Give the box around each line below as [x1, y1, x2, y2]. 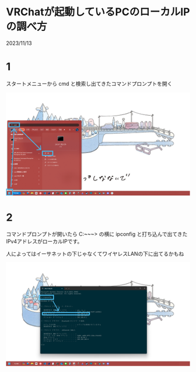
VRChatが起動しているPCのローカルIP [6, 5, 190, 19]
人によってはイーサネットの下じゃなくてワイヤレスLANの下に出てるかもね [6, 251, 184, 258]
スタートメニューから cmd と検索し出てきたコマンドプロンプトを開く [6, 80, 173, 87]
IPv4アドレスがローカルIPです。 [6, 238, 83, 245]
